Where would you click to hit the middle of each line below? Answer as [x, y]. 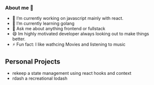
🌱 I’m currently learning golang [43, 23]
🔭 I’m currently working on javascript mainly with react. [68, 18]
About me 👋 [19, 8]
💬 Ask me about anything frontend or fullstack [59, 29]
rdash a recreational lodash [40, 78]
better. [19, 39]
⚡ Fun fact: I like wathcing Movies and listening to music [69, 44]
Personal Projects [33, 61]
